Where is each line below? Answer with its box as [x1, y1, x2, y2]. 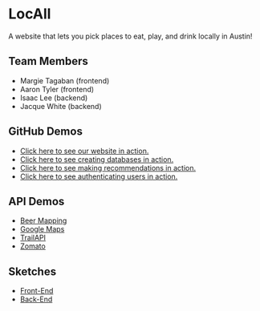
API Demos [8, 194, 65, 208]
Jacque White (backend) [19, 101, 102, 111]
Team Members [8, 55, 88, 68]
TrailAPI [19, 233, 47, 243]
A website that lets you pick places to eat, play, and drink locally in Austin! [8, 31, 253, 41]
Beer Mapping [19, 216, 67, 225]
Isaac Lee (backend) [19, 93, 88, 103]
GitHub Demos [8, 125, 83, 139]
